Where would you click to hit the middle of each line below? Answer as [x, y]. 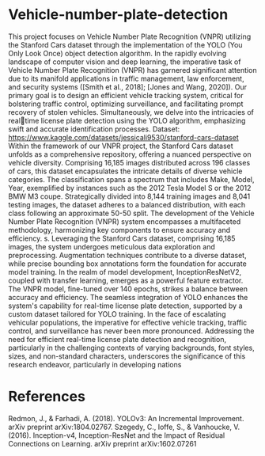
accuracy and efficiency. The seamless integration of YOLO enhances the [128, 297]
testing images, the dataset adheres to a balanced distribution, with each [127, 204]
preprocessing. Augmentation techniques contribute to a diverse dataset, [127, 255]
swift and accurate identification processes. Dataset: [94, 129]
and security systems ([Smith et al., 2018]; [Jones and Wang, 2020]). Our [128, 87]
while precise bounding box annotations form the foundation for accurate [127, 264]
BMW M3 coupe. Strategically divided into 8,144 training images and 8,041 [129, 196]
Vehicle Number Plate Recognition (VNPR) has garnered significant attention [132, 70]
